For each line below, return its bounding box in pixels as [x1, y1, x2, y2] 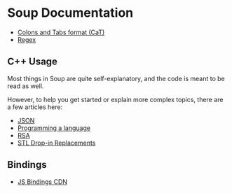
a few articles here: [7, 103, 63, 111]
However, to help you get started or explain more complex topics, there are [7, 95, 224, 103]
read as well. [7, 82, 44, 90]
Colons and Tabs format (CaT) [17, 28, 105, 36]
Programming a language [17, 124, 91, 132]
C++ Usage [7, 56, 58, 68]
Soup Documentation [7, 5, 134, 21]
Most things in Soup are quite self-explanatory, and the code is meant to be [7, 74, 226, 83]
